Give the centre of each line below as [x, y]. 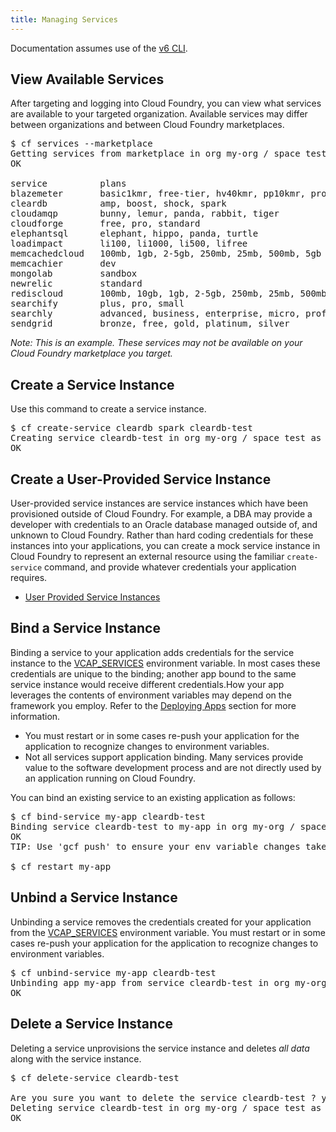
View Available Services [87, 79]
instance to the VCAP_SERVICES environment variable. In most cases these [165, 663]
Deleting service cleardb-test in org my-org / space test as [166, 1107]
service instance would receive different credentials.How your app [147, 684]
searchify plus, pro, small [97, 304]
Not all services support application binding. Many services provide [164, 757]
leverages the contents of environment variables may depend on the [151, 695]
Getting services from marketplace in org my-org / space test [168, 154]
